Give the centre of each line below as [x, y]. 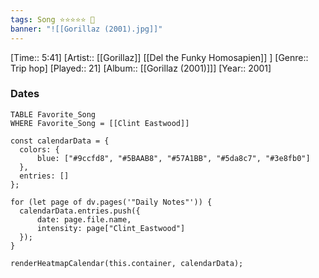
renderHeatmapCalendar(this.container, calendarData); [127, 263]
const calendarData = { [60, 141]
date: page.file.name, [84, 219]
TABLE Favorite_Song [53, 114]
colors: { [39, 149]
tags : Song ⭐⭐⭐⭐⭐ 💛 [52, 19]
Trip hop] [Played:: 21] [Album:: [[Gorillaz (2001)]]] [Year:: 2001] [141, 68]
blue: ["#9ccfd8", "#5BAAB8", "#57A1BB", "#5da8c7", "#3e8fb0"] [173, 158]
